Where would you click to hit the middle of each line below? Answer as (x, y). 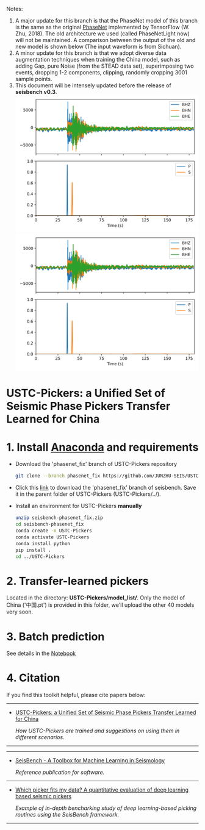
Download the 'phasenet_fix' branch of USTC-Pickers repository (96, 464)
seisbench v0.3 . (36, 92)
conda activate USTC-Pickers (52, 537)
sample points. (34, 79)
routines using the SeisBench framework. (67, 815)
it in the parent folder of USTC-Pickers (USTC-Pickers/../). (88, 494)
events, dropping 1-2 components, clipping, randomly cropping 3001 (101, 72)
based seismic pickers (43, 796)
